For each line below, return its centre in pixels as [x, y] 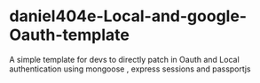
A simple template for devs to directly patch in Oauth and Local [124, 59]
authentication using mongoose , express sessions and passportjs [130, 69]
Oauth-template [70, 35]
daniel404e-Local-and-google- [128, 16]
